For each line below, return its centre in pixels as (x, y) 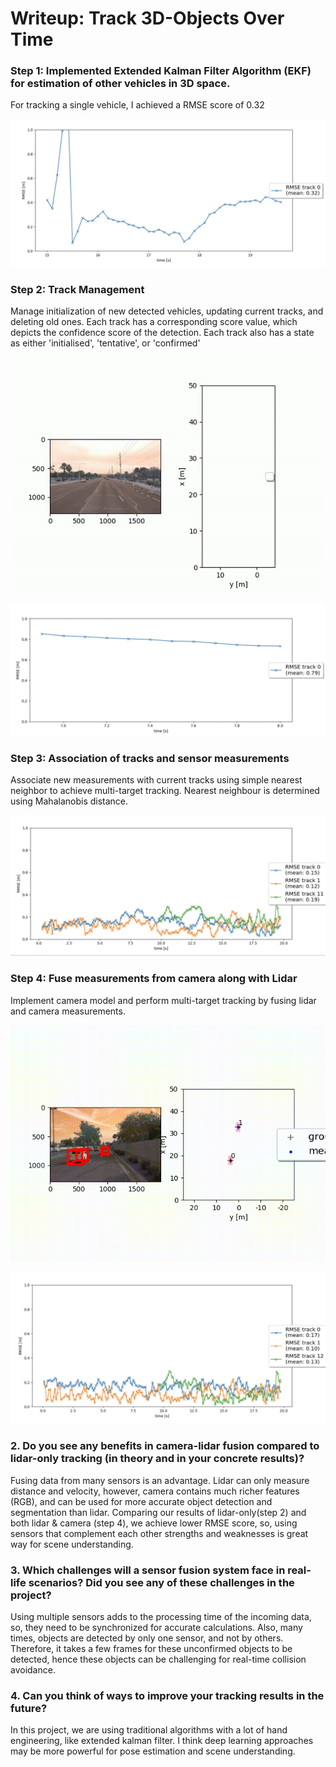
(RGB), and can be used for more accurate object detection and (141, 1501)
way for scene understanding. (72, 1544)
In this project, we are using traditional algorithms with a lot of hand (149, 1730)
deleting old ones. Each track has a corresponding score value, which (154, 322)
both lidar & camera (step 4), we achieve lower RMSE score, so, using (154, 1523)
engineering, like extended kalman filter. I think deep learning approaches (162, 1741)
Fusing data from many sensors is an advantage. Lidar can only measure (160, 1480)
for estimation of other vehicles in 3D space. (120, 84)
